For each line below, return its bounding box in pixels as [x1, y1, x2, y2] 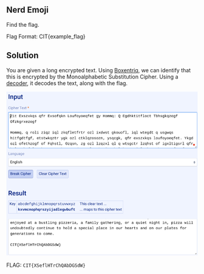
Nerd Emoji [6, 5, 49, 15]
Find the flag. [6, 21, 39, 28]
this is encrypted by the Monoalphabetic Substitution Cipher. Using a [6, 73, 178, 80]
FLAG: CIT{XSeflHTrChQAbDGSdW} [6, 261, 86, 269]
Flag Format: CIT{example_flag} [6, 33, 86, 40]
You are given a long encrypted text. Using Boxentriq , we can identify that [6, 66, 191, 74]
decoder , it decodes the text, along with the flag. [6, 79, 128, 87]
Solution [6, 50, 39, 61]
